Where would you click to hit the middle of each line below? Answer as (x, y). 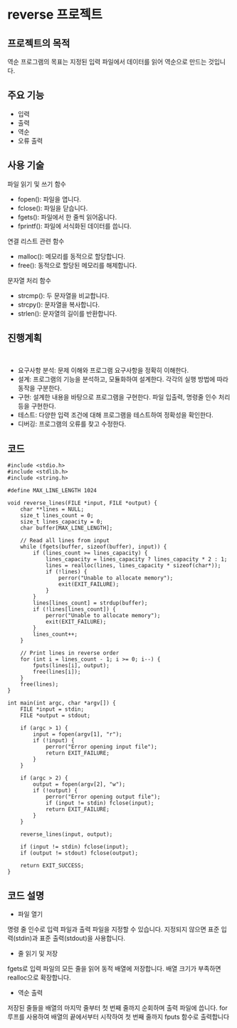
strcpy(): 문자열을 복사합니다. (59, 304)
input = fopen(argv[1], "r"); (78, 734)
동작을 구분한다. (39, 388)
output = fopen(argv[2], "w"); (79, 784)
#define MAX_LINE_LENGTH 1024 (52, 491)
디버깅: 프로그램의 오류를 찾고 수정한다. (72, 424)
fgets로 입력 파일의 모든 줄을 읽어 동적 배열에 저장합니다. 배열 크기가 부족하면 (114, 969)
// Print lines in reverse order (70, 653)
